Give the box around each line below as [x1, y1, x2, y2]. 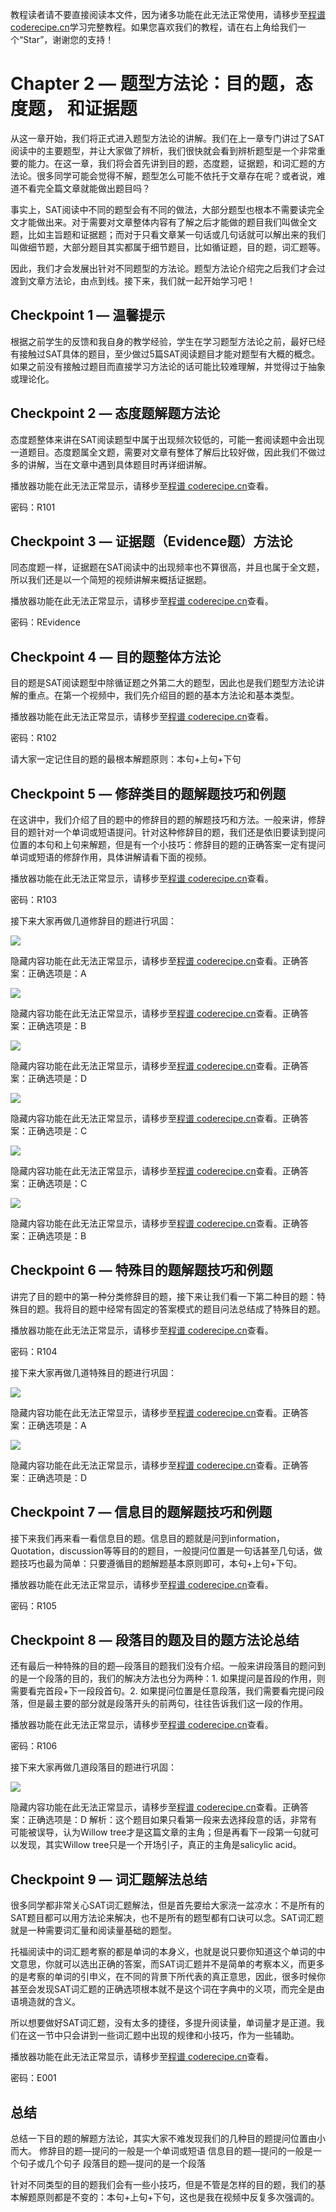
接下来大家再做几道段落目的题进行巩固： [10, 1761, 177, 1773]
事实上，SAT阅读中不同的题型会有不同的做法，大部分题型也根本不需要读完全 [10, 203, 325, 215]
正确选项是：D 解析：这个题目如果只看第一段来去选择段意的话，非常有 [27, 1814, 318, 1826]
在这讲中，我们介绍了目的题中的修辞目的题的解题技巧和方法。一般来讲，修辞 [10, 814, 326, 825]
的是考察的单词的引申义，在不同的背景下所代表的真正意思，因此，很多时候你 [10, 1971, 326, 1983]
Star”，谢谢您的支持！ [23, 34, 115, 45]
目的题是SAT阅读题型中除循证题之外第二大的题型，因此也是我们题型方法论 [10, 677, 317, 689]
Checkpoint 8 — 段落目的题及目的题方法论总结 [10, 1632, 300, 1649]
